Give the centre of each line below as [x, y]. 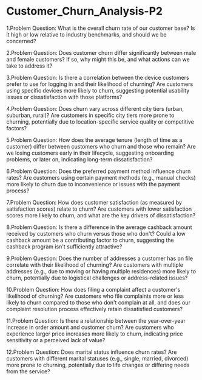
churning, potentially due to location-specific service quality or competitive [100, 121]
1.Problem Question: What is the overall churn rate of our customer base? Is [101, 28]
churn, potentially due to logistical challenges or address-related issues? [97, 278]
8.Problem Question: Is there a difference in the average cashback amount [99, 227]
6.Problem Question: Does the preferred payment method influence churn [99, 171]
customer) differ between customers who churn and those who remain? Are [101, 146]
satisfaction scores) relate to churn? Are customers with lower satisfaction [99, 209]
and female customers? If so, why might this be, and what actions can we [98, 59]
